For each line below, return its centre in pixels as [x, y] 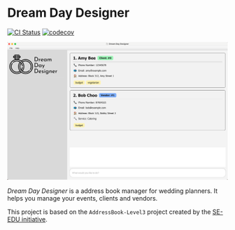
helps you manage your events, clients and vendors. [83, 199]
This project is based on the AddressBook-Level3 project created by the [109, 212]
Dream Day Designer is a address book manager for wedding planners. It [113, 191]
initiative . [34, 220]
